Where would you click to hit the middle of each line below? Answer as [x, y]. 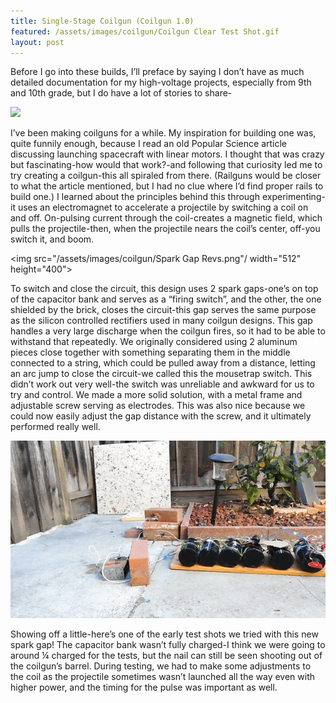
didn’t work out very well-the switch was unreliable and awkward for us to [162, 384]
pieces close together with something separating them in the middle [150, 352]
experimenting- [293, 197]
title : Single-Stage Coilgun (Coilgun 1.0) [102, 21]
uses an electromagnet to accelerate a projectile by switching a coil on [163, 207]
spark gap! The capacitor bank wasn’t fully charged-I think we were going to [168, 645]
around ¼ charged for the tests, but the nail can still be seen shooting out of [166, 656]
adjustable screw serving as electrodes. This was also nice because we [158, 406]
